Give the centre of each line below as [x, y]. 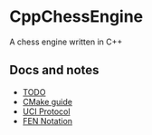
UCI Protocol [46, 111]
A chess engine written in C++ [66, 42]
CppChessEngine [76, 17]
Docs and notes [54, 70]
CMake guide [47, 101]
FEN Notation [47, 121]
